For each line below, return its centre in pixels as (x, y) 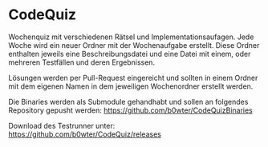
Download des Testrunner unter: (62, 125)
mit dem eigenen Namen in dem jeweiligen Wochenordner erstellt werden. (131, 86)
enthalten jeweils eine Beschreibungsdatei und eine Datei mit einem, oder (130, 54)
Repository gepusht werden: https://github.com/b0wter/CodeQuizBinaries (130, 110)
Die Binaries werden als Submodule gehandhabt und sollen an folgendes (128, 101)
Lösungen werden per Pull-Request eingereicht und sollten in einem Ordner (133, 77)
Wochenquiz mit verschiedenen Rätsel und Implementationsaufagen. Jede (131, 37)
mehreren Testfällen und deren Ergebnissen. (81, 62)
